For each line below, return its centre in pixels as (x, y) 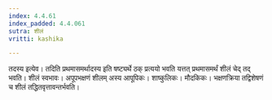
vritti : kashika (36, 39)
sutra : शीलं (26, 31)
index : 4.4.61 (33, 16)
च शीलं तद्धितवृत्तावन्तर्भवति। (44, 87)
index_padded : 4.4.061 (47, 24)
